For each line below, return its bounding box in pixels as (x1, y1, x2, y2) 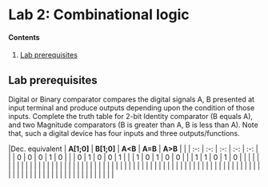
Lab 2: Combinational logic (8, 6, 190, 24)
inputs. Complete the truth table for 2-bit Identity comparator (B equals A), (8, 112, 254, 121)
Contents (8, 32, 40, 42)
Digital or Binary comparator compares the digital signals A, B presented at (8, 94, 254, 105)
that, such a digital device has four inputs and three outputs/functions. (8, 129, 240, 138)
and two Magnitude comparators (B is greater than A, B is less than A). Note (8, 120, 258, 129)
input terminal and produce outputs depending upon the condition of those (8, 103, 255, 113)
